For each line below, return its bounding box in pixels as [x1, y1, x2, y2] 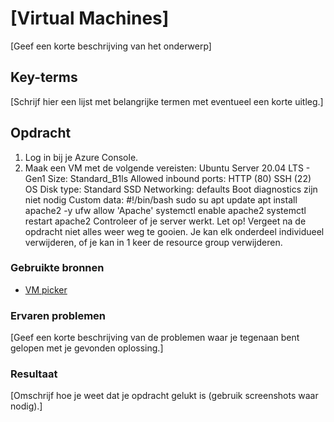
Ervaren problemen [10, 308, 107, 322]
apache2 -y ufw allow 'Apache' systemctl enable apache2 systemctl [24, 204, 307, 216]
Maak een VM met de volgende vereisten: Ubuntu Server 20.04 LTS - [24, 162, 311, 174]
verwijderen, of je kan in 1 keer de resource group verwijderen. [24, 236, 283, 248]
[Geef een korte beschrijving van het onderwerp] [10, 40, 212, 52]
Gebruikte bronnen [10, 261, 105, 275]
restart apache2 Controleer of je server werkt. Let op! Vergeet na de [24, 215, 307, 227]
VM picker [24, 283, 68, 296]
